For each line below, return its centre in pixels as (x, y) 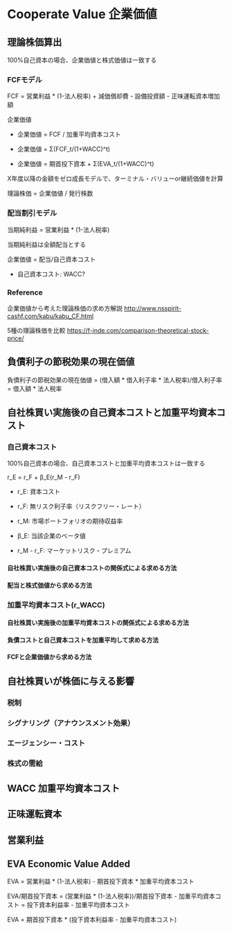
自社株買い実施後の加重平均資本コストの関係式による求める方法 (98, 623)
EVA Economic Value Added (69, 864)
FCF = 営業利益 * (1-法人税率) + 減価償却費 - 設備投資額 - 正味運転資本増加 (114, 96)
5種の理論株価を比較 (36, 330)
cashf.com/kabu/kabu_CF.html (51, 316)
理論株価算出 (35, 42)
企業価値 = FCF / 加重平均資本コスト (69, 134)
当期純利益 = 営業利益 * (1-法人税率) (59, 229)
